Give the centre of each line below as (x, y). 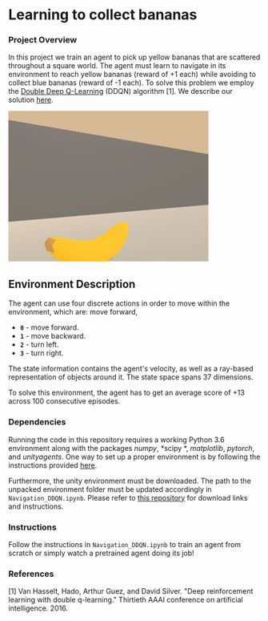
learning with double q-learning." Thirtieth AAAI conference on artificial (126, 600)
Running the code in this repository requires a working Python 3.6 (117, 440)
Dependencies (37, 422)
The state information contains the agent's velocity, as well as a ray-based (131, 369)
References (31, 574)
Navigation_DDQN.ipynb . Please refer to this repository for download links (128, 497)
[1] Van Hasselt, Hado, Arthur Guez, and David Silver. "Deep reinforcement (131, 591)
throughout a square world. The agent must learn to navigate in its (117, 66)
